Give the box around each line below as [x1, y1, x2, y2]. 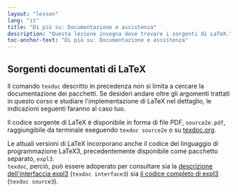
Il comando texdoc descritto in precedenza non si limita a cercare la [7, 81, 204, 90]
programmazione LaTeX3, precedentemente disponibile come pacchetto [7, 147, 218, 155]
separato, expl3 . [7, 154, 55, 163]
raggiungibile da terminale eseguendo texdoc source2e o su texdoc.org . [7, 125, 217, 134]
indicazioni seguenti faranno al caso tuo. [7, 104, 126, 113]
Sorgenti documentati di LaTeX [7, 63, 147, 75]
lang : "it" [7, 17, 40, 24]
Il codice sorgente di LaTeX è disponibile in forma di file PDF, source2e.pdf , [7, 118, 226, 126]
